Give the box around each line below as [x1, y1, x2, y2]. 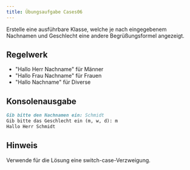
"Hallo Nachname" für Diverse [15, 78, 91, 86]
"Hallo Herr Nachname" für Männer [15, 66, 104, 73]
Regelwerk [6, 50, 48, 60]
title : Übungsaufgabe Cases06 [6, 8, 83, 15]
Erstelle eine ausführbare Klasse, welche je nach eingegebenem [6, 25, 167, 33]
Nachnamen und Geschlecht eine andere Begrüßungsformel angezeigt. [6, 32, 185, 39]
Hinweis [6, 140, 38, 151]
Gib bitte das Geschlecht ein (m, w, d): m [6, 118, 118, 124]
